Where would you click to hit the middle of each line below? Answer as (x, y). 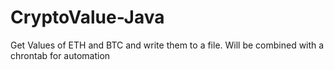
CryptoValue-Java (87, 17)
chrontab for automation (60, 55)
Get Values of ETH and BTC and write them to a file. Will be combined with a (167, 45)
